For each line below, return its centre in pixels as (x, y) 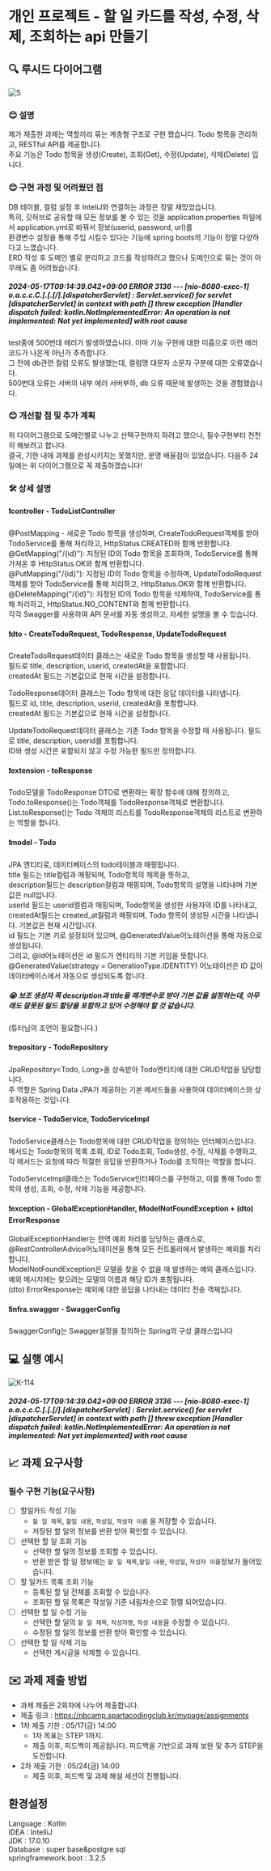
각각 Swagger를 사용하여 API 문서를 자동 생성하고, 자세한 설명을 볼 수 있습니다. (133, 614)
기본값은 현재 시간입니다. (58, 925)
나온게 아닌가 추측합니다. (69, 352)
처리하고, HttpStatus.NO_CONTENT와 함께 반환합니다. (104, 604)
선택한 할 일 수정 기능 (53, 1612)
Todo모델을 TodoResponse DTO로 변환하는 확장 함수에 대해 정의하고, (119, 792)
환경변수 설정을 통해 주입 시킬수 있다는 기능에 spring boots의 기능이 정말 (123, 237)
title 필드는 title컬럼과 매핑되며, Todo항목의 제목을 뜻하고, (99, 874)
